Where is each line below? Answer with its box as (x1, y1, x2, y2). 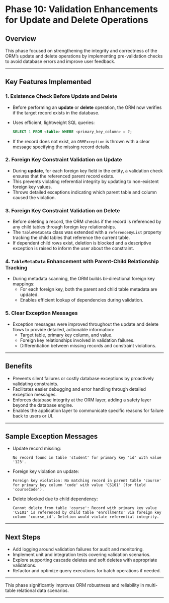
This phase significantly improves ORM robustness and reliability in (5, 582, 144, 588)
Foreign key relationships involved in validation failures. (20, 337, 135, 343)
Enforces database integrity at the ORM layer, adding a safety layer (12, 397, 152, 403)
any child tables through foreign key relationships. (12, 224, 117, 230)
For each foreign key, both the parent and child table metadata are (20, 286, 157, 292)
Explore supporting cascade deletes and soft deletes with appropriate (12, 557, 157, 563)
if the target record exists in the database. (12, 109, 100, 115)
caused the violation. (12, 194, 56, 200)
